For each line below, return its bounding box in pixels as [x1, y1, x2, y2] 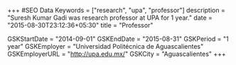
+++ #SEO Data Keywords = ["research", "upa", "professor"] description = [7, 6, 225, 14]
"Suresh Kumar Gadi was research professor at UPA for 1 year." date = [7, 13, 213, 22]
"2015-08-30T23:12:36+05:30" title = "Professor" [7, 21, 154, 29]
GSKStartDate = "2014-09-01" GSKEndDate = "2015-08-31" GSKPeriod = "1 [7, 35, 229, 43]
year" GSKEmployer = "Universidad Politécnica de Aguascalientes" [7, 42, 204, 50]
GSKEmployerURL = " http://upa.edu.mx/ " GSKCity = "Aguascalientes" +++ [7, 49, 226, 58]
